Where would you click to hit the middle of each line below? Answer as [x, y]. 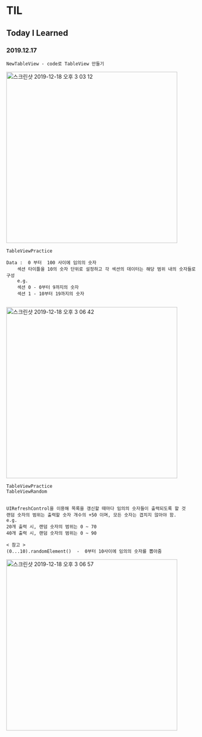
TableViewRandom [27, 492]
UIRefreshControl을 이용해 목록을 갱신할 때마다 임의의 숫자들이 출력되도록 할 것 [96, 509]
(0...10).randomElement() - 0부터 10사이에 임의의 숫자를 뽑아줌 [84, 551]
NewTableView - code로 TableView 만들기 [55, 64]
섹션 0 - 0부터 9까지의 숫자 [48, 287]
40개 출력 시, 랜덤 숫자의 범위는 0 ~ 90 [51, 533]
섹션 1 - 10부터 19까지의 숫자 [51, 294]
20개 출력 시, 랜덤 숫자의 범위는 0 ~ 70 [51, 527]
